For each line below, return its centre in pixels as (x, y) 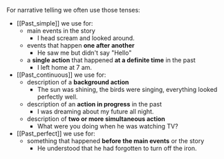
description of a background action (78, 82)
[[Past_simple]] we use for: (55, 23)
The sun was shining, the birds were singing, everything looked (127, 90)
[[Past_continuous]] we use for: (61, 75)
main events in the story (61, 31)
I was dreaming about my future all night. (95, 111)
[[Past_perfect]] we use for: (56, 133)
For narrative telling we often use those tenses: (73, 10)
